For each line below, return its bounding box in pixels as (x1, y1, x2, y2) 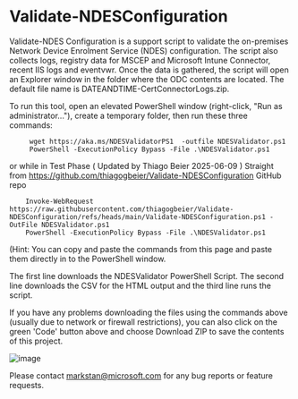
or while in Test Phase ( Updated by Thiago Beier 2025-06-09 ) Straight (9, 160, 275, 171)
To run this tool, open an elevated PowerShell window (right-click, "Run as (9, 100, 284, 111)
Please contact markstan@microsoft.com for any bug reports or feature (9, 369, 273, 381)
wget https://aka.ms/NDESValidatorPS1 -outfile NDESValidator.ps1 (29, 137, 286, 146)
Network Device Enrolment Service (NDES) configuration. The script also (9, 45, 279, 55)
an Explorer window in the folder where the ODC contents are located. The (9, 73, 285, 84)
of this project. (9, 335, 64, 346)
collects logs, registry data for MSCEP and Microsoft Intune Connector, (9, 55, 271, 65)
